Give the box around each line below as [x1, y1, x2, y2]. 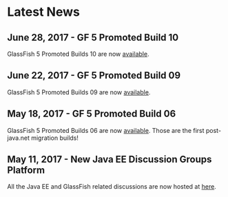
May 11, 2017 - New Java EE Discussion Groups [7, 154, 212, 165]
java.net [7, 134, 30, 142]
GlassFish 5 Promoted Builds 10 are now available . [7, 50, 149, 58]
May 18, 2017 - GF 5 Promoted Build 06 [7, 108, 176, 120]
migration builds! [30, 134, 79, 142]
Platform [7, 165, 45, 176]
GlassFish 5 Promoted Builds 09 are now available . [7, 87, 151, 96]
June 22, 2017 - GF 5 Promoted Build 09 [7, 70, 181, 81]
